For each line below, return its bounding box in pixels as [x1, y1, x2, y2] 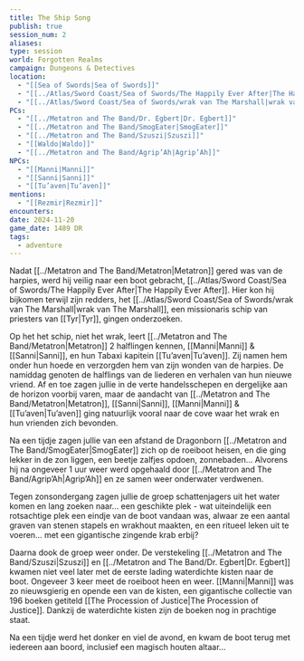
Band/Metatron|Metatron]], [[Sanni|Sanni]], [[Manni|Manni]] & [9, 398, 240, 409]
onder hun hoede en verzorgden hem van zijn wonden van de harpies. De [9, 359, 284, 371]
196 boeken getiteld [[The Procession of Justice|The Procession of [9, 595, 260, 607]
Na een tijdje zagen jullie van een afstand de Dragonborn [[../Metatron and [9, 436, 287, 446]
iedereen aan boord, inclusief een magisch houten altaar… [9, 642, 226, 653]
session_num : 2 [9, 30, 67, 39]
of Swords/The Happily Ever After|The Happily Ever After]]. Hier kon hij [9, 284, 274, 295]
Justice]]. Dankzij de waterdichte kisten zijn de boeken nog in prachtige [9, 605, 277, 616]
